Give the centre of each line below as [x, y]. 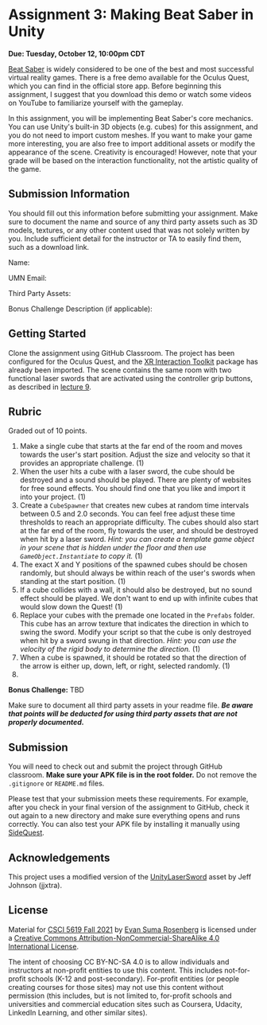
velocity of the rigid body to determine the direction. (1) [110, 649]
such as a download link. [49, 247]
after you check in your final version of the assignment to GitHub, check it [129, 807]
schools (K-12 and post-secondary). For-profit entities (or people [133, 978]
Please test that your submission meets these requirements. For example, [128, 799]
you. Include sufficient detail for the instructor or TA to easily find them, [125, 238]
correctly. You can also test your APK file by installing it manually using [124, 824]
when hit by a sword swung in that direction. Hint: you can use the [128, 641]
